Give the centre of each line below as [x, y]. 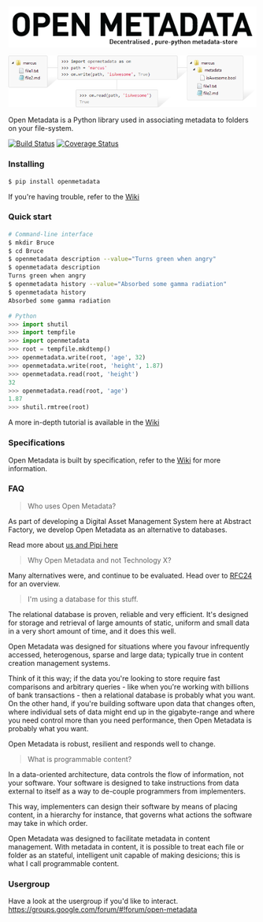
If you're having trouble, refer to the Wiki [74, 196]
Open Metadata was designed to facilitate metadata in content [109, 838]
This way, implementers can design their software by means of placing [123, 806]
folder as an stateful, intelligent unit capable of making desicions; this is [124, 855]
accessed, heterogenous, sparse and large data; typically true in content [126, 654]
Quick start [30, 217]
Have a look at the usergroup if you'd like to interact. [93, 902]
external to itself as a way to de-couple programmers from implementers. [127, 791]
